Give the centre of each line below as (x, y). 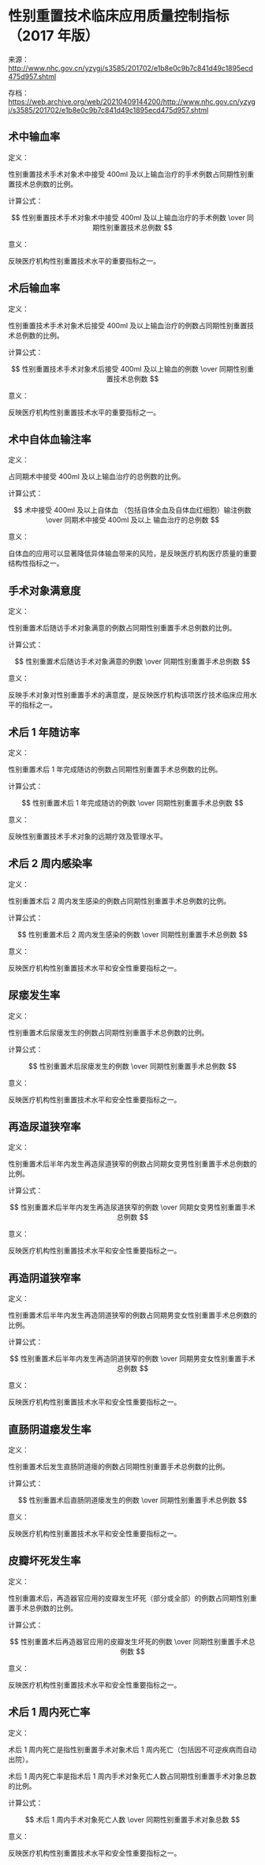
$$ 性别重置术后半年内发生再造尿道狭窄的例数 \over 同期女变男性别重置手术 (132, 1207)
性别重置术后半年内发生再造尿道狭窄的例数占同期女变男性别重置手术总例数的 (132, 1164)
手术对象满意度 (45, 591)
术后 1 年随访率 (44, 732)
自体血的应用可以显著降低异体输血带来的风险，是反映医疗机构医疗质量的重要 (132, 554)
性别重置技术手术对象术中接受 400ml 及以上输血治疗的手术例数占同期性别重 (131, 174)
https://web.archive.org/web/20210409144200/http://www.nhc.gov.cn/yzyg (132, 101)
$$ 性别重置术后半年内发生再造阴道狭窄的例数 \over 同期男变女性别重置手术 (132, 1359)
